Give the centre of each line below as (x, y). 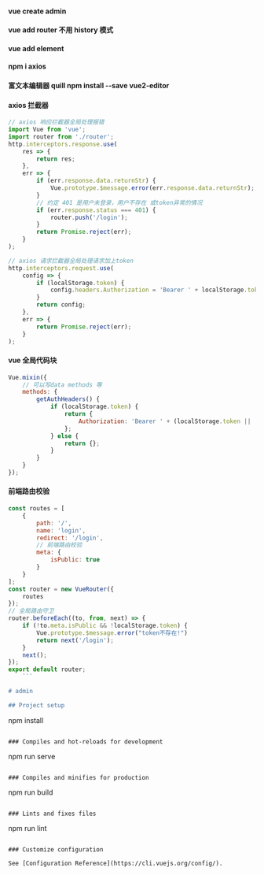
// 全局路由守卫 (31, 611)
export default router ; (47, 669)
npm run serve (32, 756)
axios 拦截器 (28, 105)
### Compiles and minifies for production (79, 777)
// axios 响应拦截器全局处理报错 (56, 122)
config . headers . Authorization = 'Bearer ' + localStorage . (148, 290)
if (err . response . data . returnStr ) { (96, 181)
